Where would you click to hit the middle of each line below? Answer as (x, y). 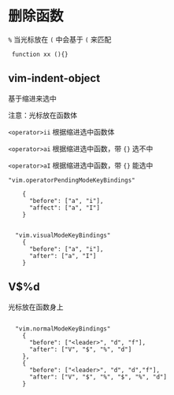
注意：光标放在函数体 (43, 115)
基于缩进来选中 (32, 98)
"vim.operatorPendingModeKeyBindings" (72, 180)
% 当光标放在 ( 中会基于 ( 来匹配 (60, 39)
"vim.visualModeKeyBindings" (63, 235)
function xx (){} (40, 54)
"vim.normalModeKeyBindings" (63, 329)
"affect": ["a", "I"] (65, 208)
